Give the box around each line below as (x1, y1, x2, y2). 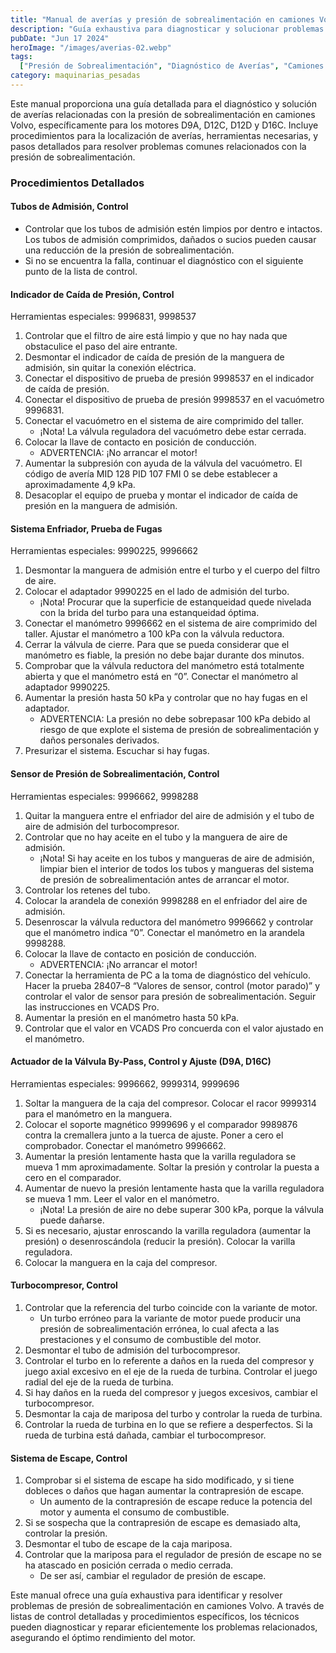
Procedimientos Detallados (10, 176, 145, 190)
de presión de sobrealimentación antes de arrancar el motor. (39, 873, 290, 885)
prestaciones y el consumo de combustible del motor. (39, 1334, 262, 1346)
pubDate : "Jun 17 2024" (10, 33, 110, 43)
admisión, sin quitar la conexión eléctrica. (24, 362, 197, 374)
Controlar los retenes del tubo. (24, 884, 151, 896)
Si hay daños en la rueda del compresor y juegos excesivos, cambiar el (24, 1387, 318, 1399)
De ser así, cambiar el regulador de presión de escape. (39, 1570, 267, 1582)
